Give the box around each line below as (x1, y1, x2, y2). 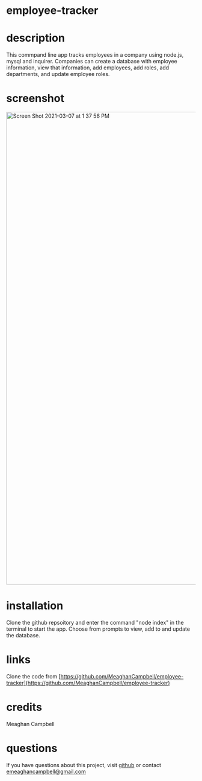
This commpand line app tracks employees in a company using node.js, (6, 51, 184, 59)
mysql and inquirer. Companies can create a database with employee (6, 58, 177, 65)
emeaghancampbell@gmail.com (6, 768, 86, 775)
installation (6, 599, 64, 613)
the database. (6, 632, 41, 639)
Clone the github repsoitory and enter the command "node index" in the (6, 619, 185, 626)
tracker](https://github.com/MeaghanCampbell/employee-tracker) (6, 679, 170, 686)
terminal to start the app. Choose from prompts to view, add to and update (6, 625, 191, 633)
